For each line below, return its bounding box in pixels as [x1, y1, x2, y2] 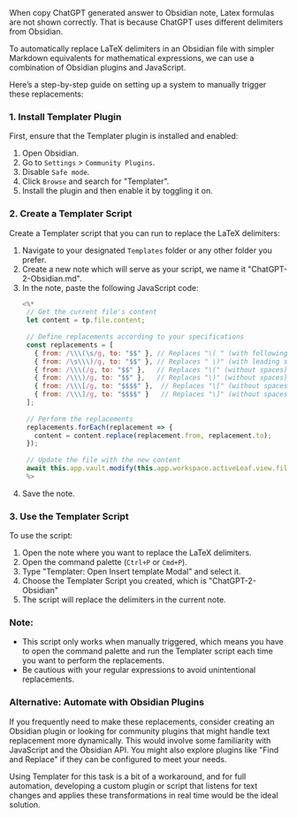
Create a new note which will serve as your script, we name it [21, 263, 246, 274]
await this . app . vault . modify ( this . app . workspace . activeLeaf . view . [26, 464, 277, 473]
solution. [9, 799, 42, 810]
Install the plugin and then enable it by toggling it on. [21, 186, 214, 196]
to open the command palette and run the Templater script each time [21, 645, 274, 657]
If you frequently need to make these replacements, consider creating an [9, 716, 275, 727]
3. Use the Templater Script [9, 510, 130, 523]
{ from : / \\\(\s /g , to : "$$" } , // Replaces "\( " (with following [34, 348, 288, 357]
